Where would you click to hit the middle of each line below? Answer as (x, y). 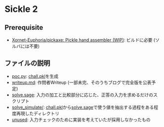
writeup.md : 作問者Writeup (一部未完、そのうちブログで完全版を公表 (82, 82)
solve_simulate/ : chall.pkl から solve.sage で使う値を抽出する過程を (79, 107)
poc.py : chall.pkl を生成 (35, 76)
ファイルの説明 (27, 63)
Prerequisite (24, 28)
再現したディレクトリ (38, 113)
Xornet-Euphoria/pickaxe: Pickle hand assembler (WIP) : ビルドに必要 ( (83, 40)
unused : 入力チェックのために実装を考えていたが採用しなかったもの (81, 120)
